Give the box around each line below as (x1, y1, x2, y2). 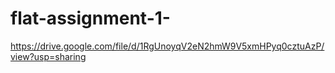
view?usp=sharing (10, 50, 87, 62)
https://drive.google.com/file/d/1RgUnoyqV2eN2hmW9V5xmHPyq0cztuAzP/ (10, 40, 325, 52)
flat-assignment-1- (10, 7, 171, 30)
